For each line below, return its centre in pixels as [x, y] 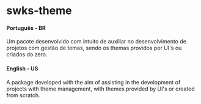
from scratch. [24, 95]
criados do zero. [27, 54]
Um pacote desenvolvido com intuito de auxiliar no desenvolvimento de [96, 42]
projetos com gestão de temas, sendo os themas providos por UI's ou [94, 48]
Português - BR [26, 28]
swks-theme [39, 11]
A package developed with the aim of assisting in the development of [93, 82]
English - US [22, 69]
